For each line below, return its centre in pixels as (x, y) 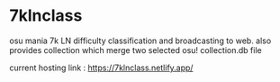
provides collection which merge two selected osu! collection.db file (136, 50)
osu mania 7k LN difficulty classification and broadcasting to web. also (140, 41)
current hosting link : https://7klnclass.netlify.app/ (101, 68)
